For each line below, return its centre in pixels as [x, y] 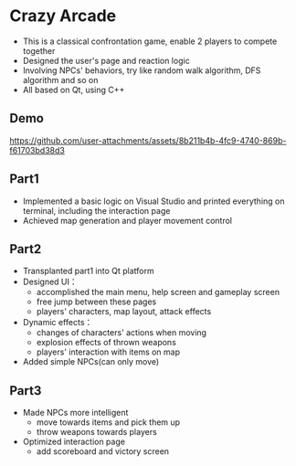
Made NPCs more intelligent [75, 413]
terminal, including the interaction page [96, 210]
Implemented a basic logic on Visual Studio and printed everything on [153, 201]
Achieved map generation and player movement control [127, 220]
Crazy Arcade [63, 16]
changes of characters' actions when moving [122, 333]
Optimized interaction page [74, 442]
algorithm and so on [60, 79]
